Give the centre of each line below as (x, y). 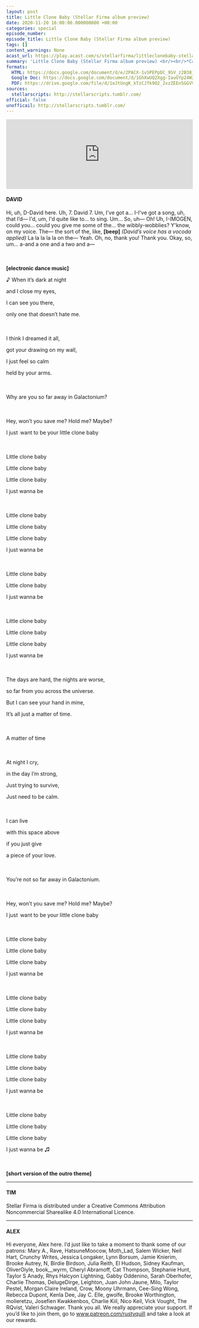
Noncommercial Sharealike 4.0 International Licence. (70, 1212)
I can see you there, (31, 303)
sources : (17, 89)
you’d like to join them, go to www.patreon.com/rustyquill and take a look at (98, 1314)
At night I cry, (23, 762)
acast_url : (20, 56)
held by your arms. (29, 373)
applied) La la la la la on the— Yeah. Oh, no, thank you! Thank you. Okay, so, (99, 237)
